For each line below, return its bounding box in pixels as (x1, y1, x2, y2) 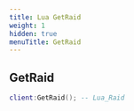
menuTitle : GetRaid (9, 37, 82, 47)
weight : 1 (9, 21, 46, 30)
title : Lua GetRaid (9, 12, 82, 22)
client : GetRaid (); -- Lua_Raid (9, 93, 125, 102)
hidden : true (9, 29, 58, 38)
